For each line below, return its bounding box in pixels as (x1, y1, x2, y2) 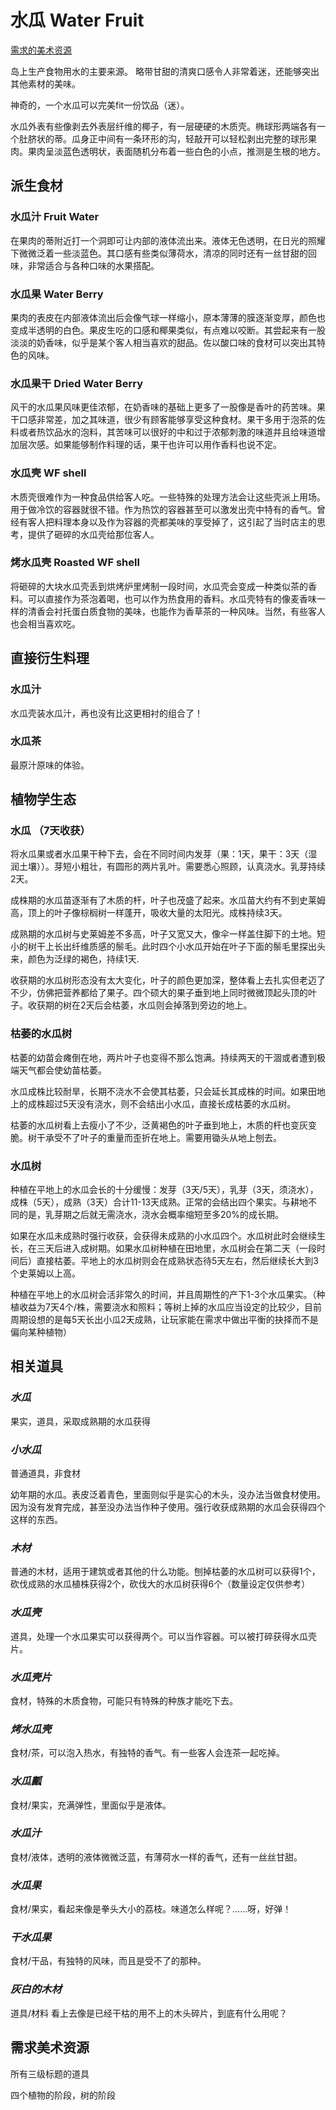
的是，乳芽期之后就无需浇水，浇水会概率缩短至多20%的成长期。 (18, 1209, 285, 1221)
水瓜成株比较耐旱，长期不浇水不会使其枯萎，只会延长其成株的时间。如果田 (10, 1085, 317, 1097)
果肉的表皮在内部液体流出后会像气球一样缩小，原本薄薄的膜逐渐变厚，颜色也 (10, 311, 326, 323)
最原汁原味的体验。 (10, 759, 90, 771)
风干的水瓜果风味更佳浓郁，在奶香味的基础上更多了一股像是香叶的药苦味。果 (10, 401, 326, 413)
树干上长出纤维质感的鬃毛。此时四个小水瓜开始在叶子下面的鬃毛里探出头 (27, 941, 326, 953)
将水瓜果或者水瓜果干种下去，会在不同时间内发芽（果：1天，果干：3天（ (10, 848, 309, 860)
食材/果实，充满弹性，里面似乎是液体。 (10, 1799, 172, 1811)
